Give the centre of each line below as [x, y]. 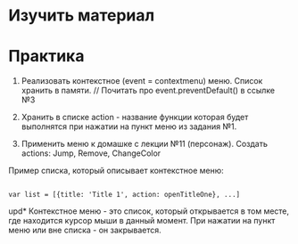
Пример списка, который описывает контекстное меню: [116, 171]
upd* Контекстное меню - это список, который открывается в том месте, [149, 211]
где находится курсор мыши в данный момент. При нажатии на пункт [142, 221]
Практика [46, 57]
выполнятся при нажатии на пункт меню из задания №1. [129, 126]
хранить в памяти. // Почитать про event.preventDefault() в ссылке [148, 91]
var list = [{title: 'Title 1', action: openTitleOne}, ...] [124, 195]
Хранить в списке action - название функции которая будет [135, 118]
